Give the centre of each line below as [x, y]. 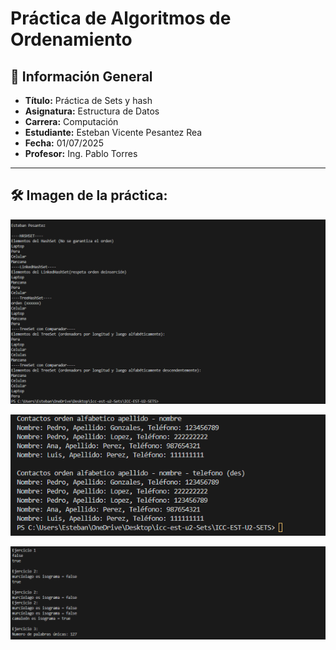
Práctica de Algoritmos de [121, 18]
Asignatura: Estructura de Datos [92, 111]
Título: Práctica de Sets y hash [88, 100]
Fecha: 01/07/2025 [64, 143]
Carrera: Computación [71, 121]
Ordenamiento [71, 39]
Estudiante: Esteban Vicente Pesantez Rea [113, 132]
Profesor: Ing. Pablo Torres [81, 153]
